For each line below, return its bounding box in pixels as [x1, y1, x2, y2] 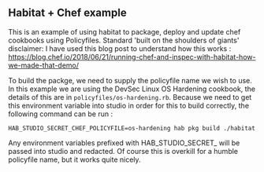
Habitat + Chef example [8, 6, 128, 20]
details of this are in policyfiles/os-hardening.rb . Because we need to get [8, 92, 252, 101]
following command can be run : [8, 109, 113, 119]
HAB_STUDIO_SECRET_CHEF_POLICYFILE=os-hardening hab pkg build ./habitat [8, 124, 256, 132]
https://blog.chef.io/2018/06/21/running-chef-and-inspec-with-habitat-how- [8, 52, 256, 61]
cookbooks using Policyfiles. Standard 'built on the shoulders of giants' [8, 35, 240, 45]
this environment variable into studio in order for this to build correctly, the [8, 101, 250, 110]
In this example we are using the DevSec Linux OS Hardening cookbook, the [8, 84, 256, 93]
